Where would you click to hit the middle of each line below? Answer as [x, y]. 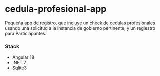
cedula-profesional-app [56, 9]
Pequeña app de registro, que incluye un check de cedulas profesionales [80, 23]
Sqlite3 [20, 68]
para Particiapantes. [26, 33]
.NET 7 [19, 63]
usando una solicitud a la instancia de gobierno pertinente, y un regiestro [80, 28]
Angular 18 [23, 57]
